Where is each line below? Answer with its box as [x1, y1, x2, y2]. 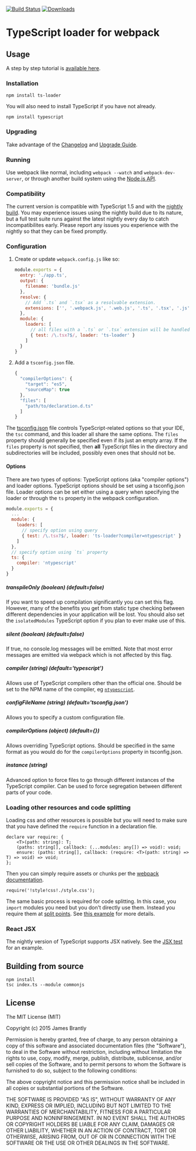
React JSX [6, 925, 36, 933]
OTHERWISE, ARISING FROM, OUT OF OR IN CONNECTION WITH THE [6, 1133, 176, 1140]
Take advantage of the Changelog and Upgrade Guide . [6, 141, 138, 148]
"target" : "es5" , [25, 381, 68, 387]
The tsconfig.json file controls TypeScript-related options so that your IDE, [6, 425, 185, 432]
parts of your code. [6, 788, 52, 795]
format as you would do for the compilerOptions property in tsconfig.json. [6, 748, 183, 755]
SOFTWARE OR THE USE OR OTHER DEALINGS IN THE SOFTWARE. [6, 1139, 170, 1146]
